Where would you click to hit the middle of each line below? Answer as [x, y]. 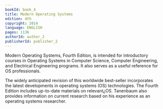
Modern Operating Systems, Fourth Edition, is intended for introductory [77, 55]
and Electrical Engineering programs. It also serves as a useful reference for [81, 65]
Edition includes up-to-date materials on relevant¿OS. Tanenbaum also [76, 90]
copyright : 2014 [21, 23]
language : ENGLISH [24, 28]
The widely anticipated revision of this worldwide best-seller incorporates [79, 80]
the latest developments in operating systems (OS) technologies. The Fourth [82, 86]
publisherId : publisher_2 [31, 42]
